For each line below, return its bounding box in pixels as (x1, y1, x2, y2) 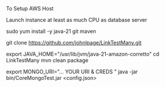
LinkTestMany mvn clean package (6, 57, 89, 63)
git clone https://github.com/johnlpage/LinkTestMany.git (6, 39, 142, 46)
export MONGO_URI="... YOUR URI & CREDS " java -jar (6, 68, 138, 75)
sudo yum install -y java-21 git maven (6, 28, 96, 35)
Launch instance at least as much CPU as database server (6, 16, 148, 23)
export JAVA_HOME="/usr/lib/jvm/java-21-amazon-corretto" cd (6, 51, 160, 58)
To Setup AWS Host (6, 5, 54, 12)
